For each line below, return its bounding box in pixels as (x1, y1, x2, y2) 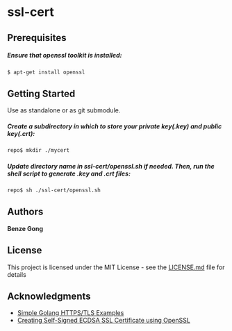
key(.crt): (7, 129, 35, 137)
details (7, 270, 26, 278)
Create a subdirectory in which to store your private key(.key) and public (7, 122, 222, 130)
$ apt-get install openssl (7, 69, 85, 76)
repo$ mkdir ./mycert (7, 147, 70, 154)
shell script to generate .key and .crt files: (7, 169, 131, 178)
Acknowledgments (7, 290, 92, 302)
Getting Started (7, 87, 76, 99)
